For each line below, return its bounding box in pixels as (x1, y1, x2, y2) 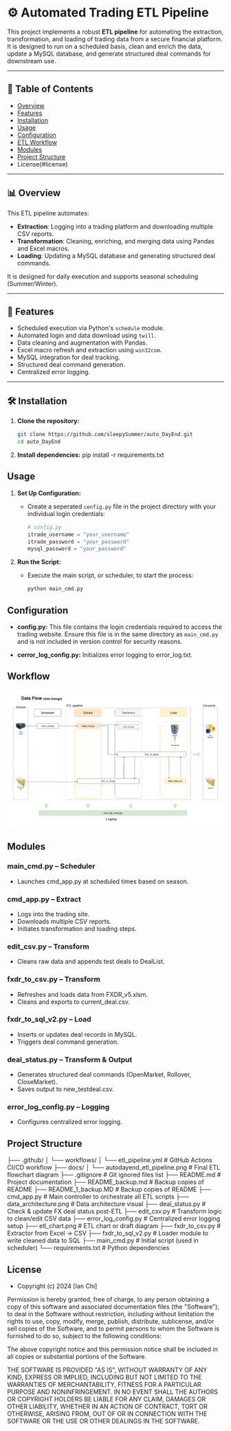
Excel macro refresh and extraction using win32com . (16, 346, 162, 354)
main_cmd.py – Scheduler (7, 861, 96, 871)
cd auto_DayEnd (16, 438, 61, 445)
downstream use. (7, 56, 56, 65)
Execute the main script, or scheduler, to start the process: (27, 571, 194, 579)
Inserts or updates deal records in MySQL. (16, 1030, 137, 1038)
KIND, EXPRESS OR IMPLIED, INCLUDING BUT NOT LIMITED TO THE (7, 1373, 202, 1381)
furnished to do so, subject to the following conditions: (7, 1332, 162, 1340)
